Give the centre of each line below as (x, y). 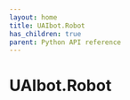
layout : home (33, 17)
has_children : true (45, 34)
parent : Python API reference (65, 42)
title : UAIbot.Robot (48, 26)
